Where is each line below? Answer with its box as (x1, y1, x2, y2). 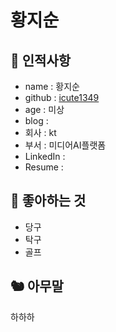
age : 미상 (24, 104, 65, 115)
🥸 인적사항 (10, 52, 72, 69)
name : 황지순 (24, 81, 80, 92)
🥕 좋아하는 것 (10, 192, 87, 210)
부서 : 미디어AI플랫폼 (24, 139, 107, 151)
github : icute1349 (24, 92, 100, 103)
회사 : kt (24, 127, 57, 138)
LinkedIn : (24, 151, 66, 162)
